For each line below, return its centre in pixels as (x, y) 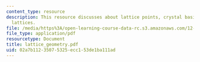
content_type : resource (36, 12)
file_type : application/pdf (41, 34)
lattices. (24, 22)
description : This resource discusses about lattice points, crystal (94, 17)
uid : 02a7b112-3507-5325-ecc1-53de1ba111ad (61, 50)
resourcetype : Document (36, 39)
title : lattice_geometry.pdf (42, 45)
